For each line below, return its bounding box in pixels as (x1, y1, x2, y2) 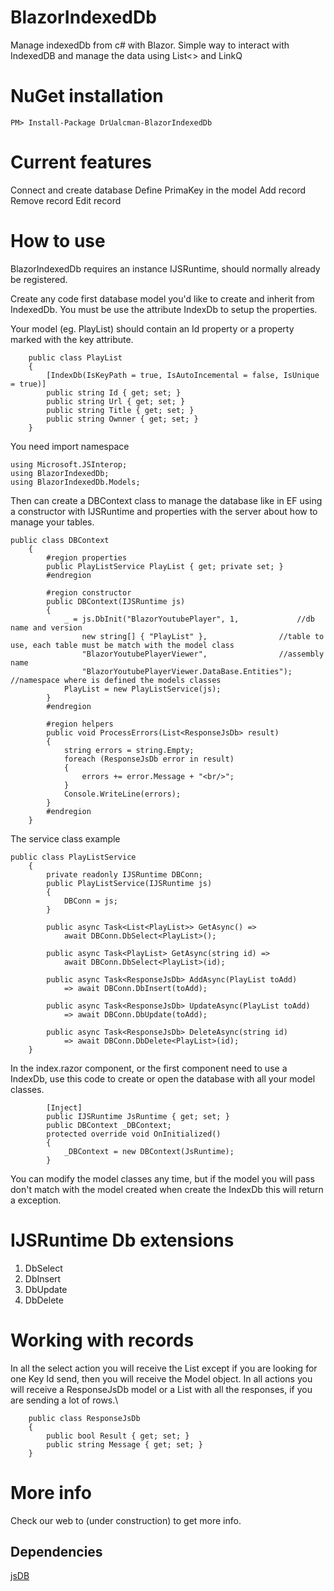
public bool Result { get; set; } (46, 1431, 190, 1441)
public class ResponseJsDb (28, 1413, 141, 1423)
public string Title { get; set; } (46, 405, 195, 415)
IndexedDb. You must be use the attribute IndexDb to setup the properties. (10, 303, 318, 315)
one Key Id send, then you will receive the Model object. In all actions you (10, 1372, 313, 1385)
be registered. (10, 273, 68, 285)
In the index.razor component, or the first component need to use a (10, 1062, 288, 1074)
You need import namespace (10, 440, 130, 452)
